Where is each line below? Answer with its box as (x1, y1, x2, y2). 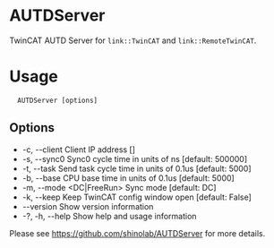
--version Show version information (21, 201, 154, 211)
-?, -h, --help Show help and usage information (21, 210, 197, 221)
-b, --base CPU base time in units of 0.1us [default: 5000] (21, 172, 235, 184)
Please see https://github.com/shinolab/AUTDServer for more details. (9, 227, 266, 238)
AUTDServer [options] (17, 96, 98, 105)
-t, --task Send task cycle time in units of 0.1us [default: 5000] (21, 163, 253, 174)
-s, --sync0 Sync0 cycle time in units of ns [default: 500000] (21, 153, 248, 164)
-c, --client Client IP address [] (21, 144, 136, 155)
